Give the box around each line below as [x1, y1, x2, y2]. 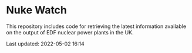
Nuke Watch [6, 3, 68, 17]
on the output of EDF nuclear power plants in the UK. [6, 29, 134, 36]
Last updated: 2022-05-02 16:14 [6, 40, 85, 47]
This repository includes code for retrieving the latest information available [6, 23, 187, 30]
